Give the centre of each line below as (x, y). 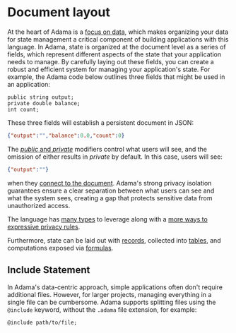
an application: (29, 84)
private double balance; (44, 103)
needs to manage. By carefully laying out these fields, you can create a (111, 61)
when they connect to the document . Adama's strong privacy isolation (110, 183)
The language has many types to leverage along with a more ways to (108, 219)
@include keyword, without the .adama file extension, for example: (102, 309)
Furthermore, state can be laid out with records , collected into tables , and (114, 240)
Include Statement (49, 270)
